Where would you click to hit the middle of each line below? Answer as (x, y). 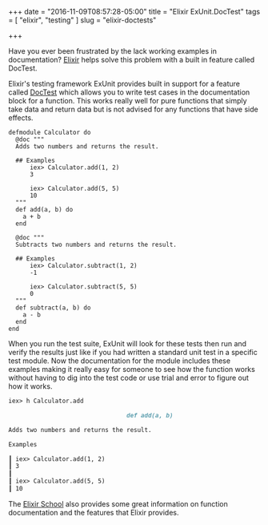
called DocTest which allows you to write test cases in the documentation (129, 92)
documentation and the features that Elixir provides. (94, 512)
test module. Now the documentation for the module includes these (119, 361)
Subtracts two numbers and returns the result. (96, 244)
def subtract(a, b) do (53, 308)
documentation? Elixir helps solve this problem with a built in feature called (132, 60)
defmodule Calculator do (50, 132)
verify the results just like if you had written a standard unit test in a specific (133, 352)
